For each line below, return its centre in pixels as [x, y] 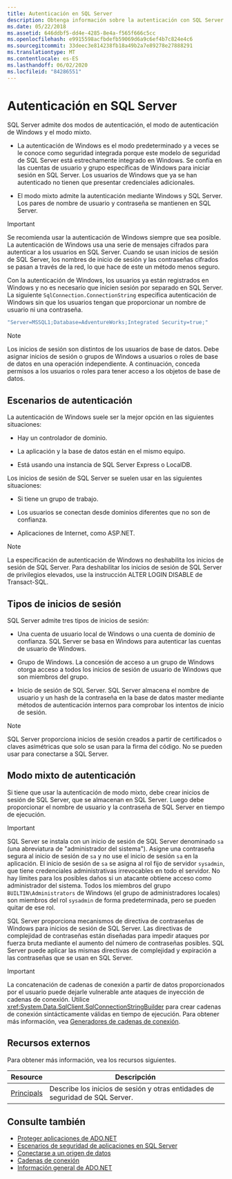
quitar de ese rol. [31, 907]
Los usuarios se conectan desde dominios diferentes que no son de [114, 513]
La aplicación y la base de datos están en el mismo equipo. [101, 452]
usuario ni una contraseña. [45, 310]
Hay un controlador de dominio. [62, 438]
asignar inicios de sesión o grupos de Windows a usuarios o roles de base [113, 357]
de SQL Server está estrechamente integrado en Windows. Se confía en [119, 161]
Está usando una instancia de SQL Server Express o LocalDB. [104, 465]
